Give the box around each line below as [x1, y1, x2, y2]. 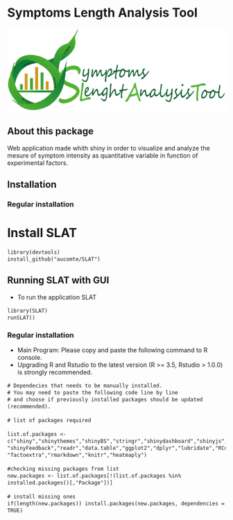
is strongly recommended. [17, 368, 92, 376]
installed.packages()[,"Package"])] [7, 480, 113, 487]
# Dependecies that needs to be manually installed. [7, 383, 163, 390]
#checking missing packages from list [7, 466, 119, 473]
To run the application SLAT [17, 293, 97, 301]
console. [17, 354, 42, 362]
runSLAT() [7, 314, 36, 321]
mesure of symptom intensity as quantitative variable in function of [7, 151, 199, 159]
